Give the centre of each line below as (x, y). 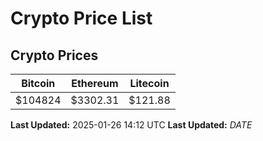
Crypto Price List (81, 18)
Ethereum (95, 83)
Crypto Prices (54, 55)
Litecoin (149, 83)
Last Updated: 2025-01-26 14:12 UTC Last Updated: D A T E (131, 125)
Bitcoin (38, 83)
